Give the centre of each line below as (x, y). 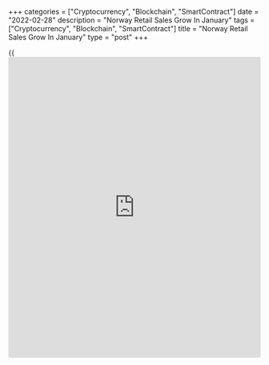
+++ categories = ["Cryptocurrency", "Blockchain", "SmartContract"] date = (134, 12)
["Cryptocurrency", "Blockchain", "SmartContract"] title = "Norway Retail (128, 28)
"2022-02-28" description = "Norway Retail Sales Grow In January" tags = (132, 20)
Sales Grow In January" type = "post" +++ (78, 37)
